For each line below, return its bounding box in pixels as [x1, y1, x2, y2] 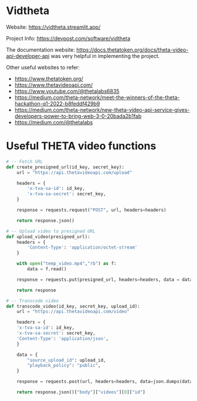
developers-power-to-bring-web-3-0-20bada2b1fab [14, 113, 142, 120]
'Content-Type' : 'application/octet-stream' [27, 244, 138, 250]
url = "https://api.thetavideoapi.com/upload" [16, 169, 133, 175]
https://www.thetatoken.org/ [14, 75, 83, 82]
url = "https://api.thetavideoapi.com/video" [16, 309, 130, 315]
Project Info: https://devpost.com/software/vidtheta [6, 35, 131, 42]
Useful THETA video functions [6, 140, 157, 153]
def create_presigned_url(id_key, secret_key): [6, 164, 125, 170]
